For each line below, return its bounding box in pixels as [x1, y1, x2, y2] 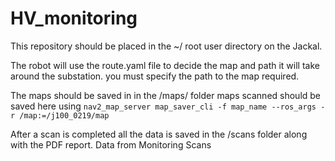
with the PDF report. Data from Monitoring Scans [10, 138, 212, 151]
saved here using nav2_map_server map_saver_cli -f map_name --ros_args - [10, 100, 326, 112]
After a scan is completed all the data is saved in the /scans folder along [10, 128, 308, 140]
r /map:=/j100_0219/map [10, 110, 110, 121]
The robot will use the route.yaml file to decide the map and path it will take [10, 59, 320, 71]
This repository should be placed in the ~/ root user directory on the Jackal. [10, 40, 323, 52]
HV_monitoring [10, 7, 138, 30]
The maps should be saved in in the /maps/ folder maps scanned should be [10, 89, 322, 101]
